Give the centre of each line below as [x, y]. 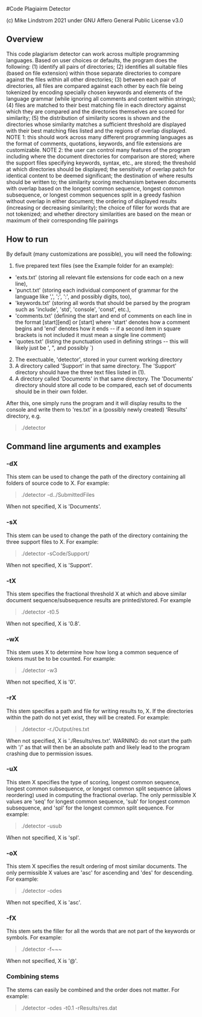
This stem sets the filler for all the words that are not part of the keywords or [101, 931]
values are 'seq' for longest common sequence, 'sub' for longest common [98, 801]
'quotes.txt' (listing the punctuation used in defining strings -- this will [102, 341]
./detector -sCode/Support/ [55, 553]
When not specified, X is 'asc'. [44, 902]
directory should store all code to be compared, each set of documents [103, 385]
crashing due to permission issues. [50, 754]
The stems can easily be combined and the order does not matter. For [93, 990]
